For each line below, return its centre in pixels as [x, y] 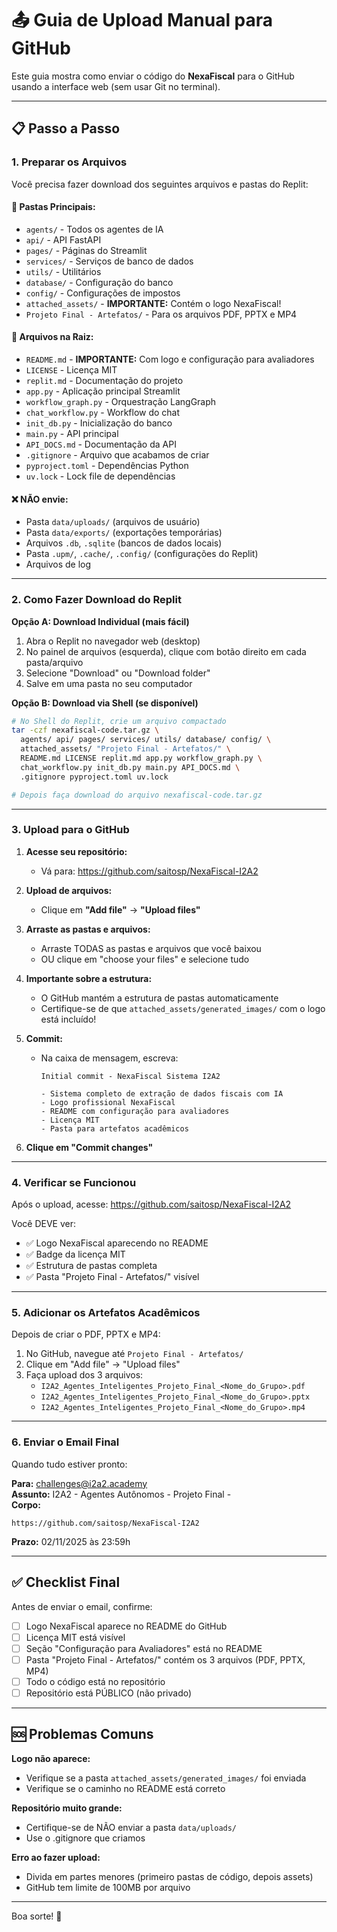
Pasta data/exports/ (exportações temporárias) [124, 533]
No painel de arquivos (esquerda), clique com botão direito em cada [166, 651]
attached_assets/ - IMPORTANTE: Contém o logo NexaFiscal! [153, 303]
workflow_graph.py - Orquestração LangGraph [121, 402]
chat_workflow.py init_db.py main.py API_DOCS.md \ [130, 767]
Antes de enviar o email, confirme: [82, 1606]
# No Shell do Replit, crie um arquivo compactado [119, 721]
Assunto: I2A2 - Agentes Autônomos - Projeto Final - [121, 1494]
